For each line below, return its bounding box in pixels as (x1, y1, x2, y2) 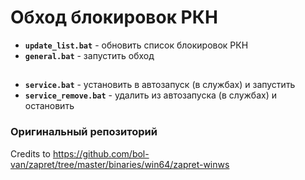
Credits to (10, 147, 51, 160)
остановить (24, 100, 75, 112)
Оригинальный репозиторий (10, 125, 158, 139)
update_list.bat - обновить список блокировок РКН (24, 39, 249, 51)
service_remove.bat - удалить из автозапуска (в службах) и (24, 89, 277, 101)
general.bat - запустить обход (24, 49, 155, 61)
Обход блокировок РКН (10, 6, 218, 29)
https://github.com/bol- (52, 147, 150, 160)
